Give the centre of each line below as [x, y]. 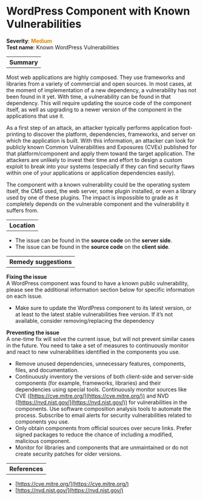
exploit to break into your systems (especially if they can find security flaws [101, 166]
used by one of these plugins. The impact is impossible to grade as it [92, 197]
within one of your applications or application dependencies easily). [91, 173]
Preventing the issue [33, 333]
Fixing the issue [27, 277]
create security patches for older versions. [68, 454]
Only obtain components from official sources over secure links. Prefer [103, 428]
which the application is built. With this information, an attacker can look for [101, 140]
